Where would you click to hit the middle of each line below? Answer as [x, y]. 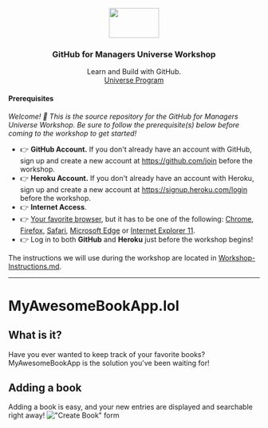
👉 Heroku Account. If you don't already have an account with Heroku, [137, 178]
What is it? [35, 335]
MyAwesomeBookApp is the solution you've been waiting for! [109, 363]
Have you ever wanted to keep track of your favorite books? [107, 354]
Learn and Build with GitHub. [134, 72]
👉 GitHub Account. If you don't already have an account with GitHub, [136, 149]
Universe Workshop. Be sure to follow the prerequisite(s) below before [124, 124]
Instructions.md [34, 266]
